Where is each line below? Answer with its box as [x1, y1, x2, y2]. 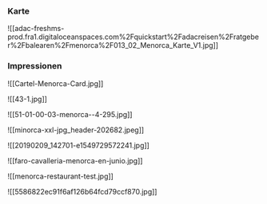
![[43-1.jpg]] [7, 94, 47, 104]
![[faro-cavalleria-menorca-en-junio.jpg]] [7, 155, 143, 165]
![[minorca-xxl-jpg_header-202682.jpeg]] [7, 125, 145, 135]
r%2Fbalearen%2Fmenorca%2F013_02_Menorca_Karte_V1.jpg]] [7, 41, 219, 50]
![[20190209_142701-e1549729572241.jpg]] [7, 140, 149, 150]
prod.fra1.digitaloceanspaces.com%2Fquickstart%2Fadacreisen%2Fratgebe [7, 32, 259, 41]
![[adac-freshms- [7, 24, 65, 33]
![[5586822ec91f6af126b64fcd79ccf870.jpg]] [7, 186, 157, 196]
